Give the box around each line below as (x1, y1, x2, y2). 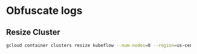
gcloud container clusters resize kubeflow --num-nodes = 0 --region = (6, 42, 177, 48)
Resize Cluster (6, 27, 60, 37)
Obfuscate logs (6, 4, 83, 17)
